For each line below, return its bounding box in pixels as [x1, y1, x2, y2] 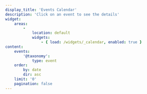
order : [14, 63, 28, 68]
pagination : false [14, 81, 52, 86]
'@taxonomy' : [23, 53, 50, 59]
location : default [31, 30, 70, 35]
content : [5, 44, 23, 49]
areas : [14, 21, 28, 26]
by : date [23, 68, 41, 73]
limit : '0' [14, 77, 37, 82]
